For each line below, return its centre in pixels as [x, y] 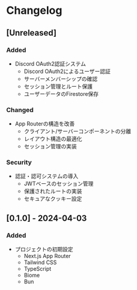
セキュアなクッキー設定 [53, 199]
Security [19, 162]
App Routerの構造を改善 [45, 124]
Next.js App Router [47, 256]
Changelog [34, 11]
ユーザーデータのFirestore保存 [61, 93]
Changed [20, 110]
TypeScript [38, 269]
